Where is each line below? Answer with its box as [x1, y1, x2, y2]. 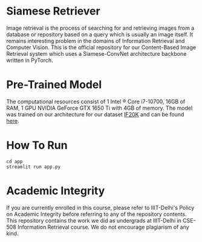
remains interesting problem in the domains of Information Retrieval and [6, 37, 185, 44]
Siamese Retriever [6, 4, 101, 18]
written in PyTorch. [6, 56, 53, 64]
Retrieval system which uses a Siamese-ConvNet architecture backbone [6, 50, 187, 57]
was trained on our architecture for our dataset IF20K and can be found [6, 110, 184, 118]
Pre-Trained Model [6, 78, 102, 92]
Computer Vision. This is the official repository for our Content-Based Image [6, 44, 197, 51]
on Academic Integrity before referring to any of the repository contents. [6, 210, 187, 218]
